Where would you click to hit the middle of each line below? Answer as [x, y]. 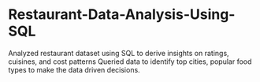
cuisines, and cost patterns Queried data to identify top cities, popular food [130, 61]
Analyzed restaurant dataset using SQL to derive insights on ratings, [119, 53]
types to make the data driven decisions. [74, 69]
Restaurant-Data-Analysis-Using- [122, 15]
